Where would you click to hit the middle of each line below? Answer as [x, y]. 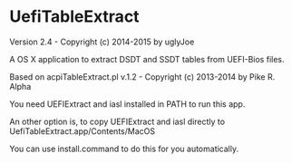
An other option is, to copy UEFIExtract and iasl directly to [117, 121]
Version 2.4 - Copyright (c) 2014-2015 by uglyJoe [102, 42]
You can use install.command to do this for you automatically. [124, 149]
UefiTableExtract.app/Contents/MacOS [83, 131]
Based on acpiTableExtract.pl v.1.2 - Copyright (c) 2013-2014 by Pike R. [142, 77]
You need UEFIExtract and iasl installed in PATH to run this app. [127, 104]
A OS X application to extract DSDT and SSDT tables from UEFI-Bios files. [147, 59]
